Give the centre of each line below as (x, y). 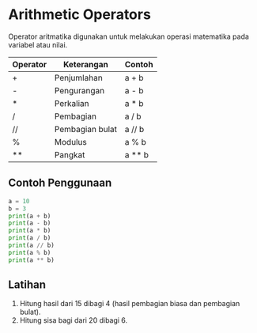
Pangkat (70, 154)
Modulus (70, 142)
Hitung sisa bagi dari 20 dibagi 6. (74, 320)
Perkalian (72, 103)
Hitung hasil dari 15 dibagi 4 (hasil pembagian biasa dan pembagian (130, 304)
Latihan (27, 285)
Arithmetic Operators (80, 15)
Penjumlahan (78, 78)
